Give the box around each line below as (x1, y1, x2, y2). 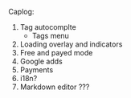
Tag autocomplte (19, 22, 76, 31)
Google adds (19, 56, 63, 66)
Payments (19, 65, 54, 75)
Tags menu (31, 31, 70, 40)
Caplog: (8, 7, 35, 16)
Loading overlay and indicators (19, 39, 123, 49)
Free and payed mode (19, 48, 93, 57)
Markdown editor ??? (19, 82, 90, 92)
